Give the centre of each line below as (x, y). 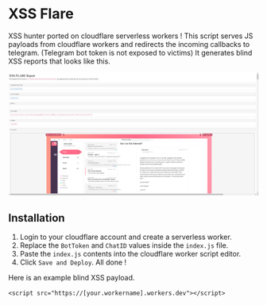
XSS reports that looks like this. (60, 61)
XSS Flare (41, 14)
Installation (37, 218)
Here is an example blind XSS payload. (72, 278)
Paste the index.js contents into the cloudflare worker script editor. (130, 254)
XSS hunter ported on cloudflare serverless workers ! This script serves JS (131, 36)
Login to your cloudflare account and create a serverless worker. (126, 237)
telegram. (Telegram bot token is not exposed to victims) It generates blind (130, 52)
